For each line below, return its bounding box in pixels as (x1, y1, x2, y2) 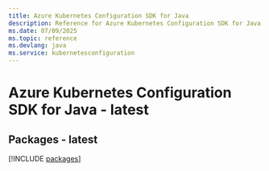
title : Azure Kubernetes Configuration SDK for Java (8, 11, 189, 20)
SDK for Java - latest (8, 101, 149, 119)
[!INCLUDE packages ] (8, 154, 81, 163)
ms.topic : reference (8, 34, 78, 43)
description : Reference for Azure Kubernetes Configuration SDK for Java (8, 19, 262, 27)
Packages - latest (8, 132, 98, 146)
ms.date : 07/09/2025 (8, 26, 78, 35)
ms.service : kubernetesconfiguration (8, 49, 135, 57)
